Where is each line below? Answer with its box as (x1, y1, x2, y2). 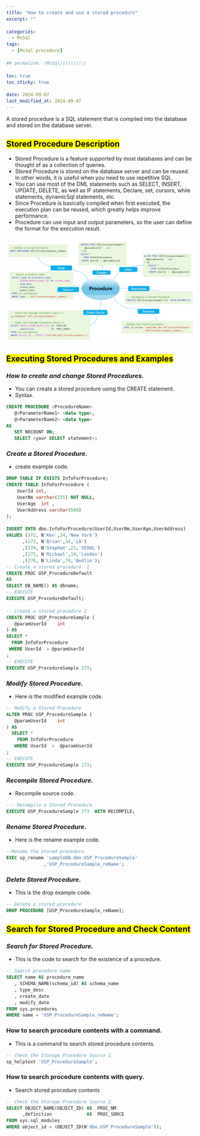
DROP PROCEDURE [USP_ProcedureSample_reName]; (6, 907, 125, 913)
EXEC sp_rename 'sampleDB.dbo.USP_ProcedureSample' (6, 855, 138, 861)
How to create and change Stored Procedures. (6, 371, 144, 380)
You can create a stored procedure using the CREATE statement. (14, 385, 175, 392)
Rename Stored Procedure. (6, 822, 87, 831)
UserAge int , (17, 501, 55, 507)
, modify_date (14, 999, 50, 1005)
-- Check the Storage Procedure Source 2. (6, 1099, 114, 1105)
